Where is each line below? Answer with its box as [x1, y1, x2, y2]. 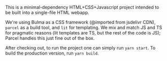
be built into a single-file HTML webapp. [5, 9, 90, 15]
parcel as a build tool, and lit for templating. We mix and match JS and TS [5, 24, 162, 30]
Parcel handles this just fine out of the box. [5, 35, 95, 41]
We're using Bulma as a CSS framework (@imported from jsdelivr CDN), [5, 19, 156, 25]
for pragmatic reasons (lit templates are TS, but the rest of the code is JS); [5, 30, 161, 35]
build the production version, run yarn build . [5, 50, 99, 56]
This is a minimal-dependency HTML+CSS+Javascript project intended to [5, 4, 159, 10]
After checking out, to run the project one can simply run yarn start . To [5, 45, 156, 50]
